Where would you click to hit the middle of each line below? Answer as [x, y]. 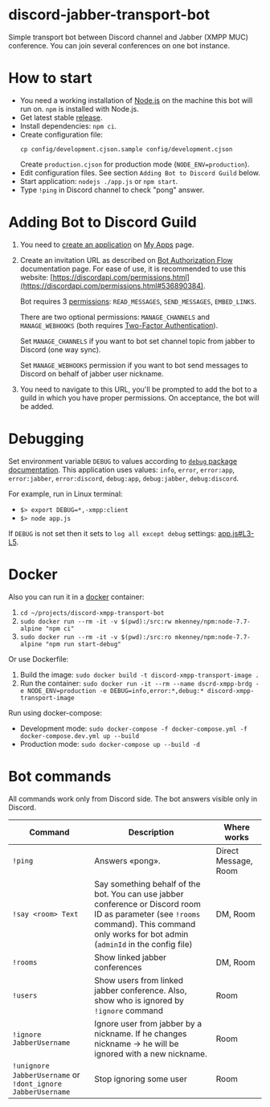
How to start [50, 78]
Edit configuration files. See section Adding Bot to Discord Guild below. [140, 172]
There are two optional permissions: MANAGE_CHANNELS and [115, 317]
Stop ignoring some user [141, 1079]
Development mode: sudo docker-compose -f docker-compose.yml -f [133, 728]
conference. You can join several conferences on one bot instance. [119, 45]
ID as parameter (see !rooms [147, 914]
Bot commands [60, 776]
